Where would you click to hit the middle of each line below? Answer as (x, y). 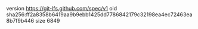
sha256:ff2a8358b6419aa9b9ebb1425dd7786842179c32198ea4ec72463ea (99, 14)
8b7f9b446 (20, 21)
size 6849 (48, 21)
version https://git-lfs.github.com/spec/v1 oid (62, 8)
